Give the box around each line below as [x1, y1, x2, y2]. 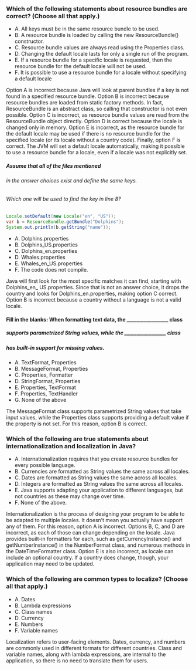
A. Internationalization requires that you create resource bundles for [14, 455, 178, 462]
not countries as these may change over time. [14, 493, 125, 500]
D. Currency [14, 614, 44, 621]
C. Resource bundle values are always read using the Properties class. [14, 44, 185, 51]
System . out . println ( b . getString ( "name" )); [6, 225, 111, 231]
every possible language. [14, 462, 75, 469]
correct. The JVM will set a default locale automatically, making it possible [6, 143, 185, 150]
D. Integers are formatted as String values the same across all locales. [14, 480, 183, 488]
